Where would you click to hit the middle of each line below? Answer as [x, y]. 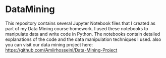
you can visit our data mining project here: [49, 44]
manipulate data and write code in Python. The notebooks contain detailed [83, 34]
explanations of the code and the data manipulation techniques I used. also [83, 39]
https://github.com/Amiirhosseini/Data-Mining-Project [61, 50]
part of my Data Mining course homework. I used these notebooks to [77, 28]
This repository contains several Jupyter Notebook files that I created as [80, 23]
